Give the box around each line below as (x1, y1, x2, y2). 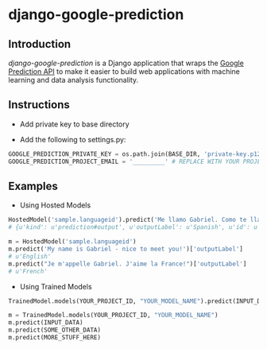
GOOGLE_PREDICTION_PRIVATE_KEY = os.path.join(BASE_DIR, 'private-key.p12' (8, 149, 265, 158)
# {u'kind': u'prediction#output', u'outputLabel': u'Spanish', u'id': (8, 223, 250, 231)
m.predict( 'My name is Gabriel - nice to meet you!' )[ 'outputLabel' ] (8, 245, 244, 253)
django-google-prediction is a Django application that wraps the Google (8, 58, 244, 68)
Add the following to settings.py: (19, 134, 126, 144)
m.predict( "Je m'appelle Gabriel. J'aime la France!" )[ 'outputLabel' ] (8, 260, 247, 268)
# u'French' (8, 267, 48, 275)
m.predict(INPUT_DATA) (8, 319, 83, 327)
